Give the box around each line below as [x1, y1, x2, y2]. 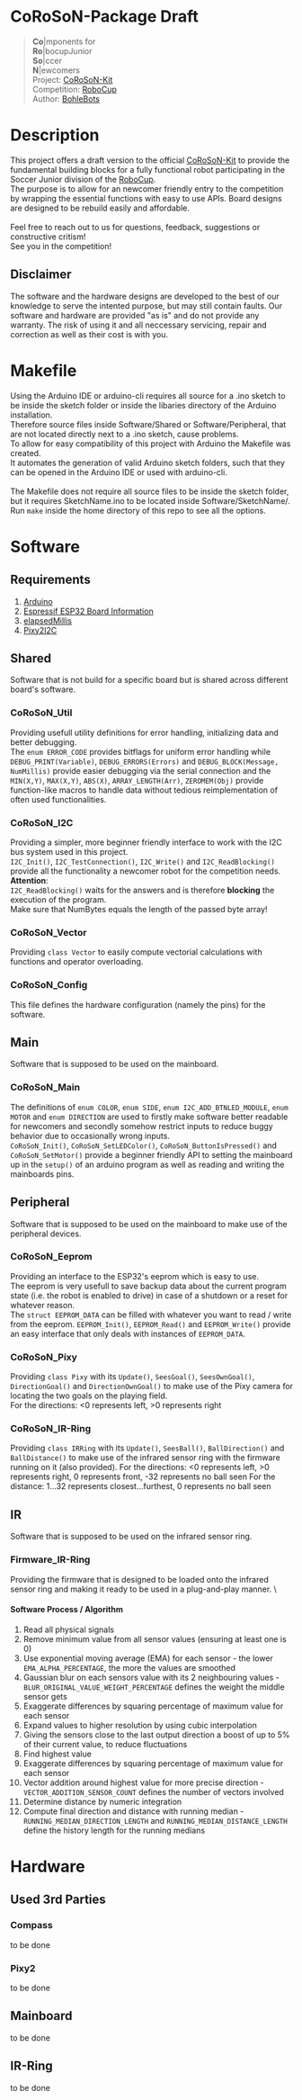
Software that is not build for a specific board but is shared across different [10, 675, 289, 686]
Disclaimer [10, 267, 72, 283]
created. [10, 447, 41, 458]
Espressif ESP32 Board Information [22, 606, 154, 616]
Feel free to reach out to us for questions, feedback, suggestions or [10, 221, 261, 232]
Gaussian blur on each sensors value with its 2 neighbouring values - [22, 1672, 280, 1683]
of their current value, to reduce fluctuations [22, 1738, 188, 1749]
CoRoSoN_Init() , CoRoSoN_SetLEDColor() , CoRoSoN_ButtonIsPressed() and [10, 1140, 278, 1151]
